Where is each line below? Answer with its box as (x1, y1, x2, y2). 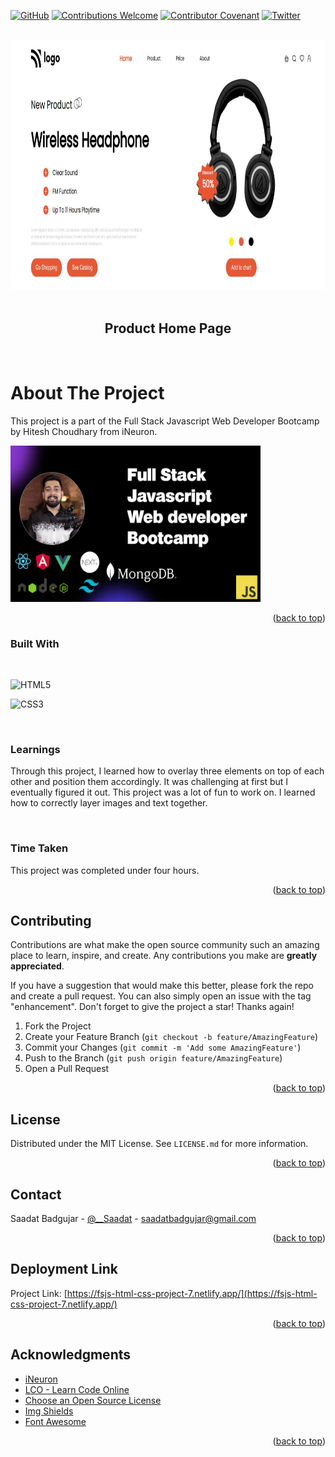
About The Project (10, 382, 165, 404)
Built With (10, 636, 60, 650)
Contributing (10, 913, 92, 930)
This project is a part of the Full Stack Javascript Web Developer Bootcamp (10, 415, 320, 427)
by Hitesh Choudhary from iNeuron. (10, 425, 158, 437)
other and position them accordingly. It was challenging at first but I (10, 776, 289, 788)
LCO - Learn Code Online (24, 1383, 130, 1395)
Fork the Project (24, 1020, 92, 1032)
